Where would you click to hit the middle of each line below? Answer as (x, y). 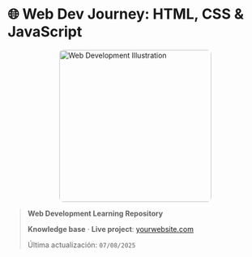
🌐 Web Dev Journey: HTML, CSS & (126, 14)
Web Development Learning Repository (95, 213)
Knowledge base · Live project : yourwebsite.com (110, 229)
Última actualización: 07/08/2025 (81, 245)
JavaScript (45, 32)
